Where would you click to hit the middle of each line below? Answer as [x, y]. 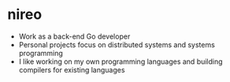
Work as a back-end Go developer [74, 36]
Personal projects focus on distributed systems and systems [117, 44]
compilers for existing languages [72, 69]
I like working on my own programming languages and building [121, 61]
